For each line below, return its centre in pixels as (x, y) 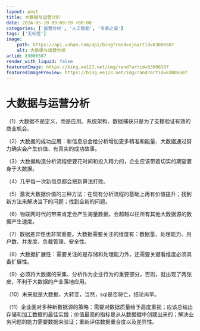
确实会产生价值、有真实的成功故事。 (55, 149)
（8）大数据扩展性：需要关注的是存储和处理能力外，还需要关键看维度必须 (96, 254)
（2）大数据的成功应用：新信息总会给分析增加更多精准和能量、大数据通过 (96, 141)
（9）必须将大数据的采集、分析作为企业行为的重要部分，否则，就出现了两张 (99, 275)
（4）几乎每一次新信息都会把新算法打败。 (57, 181)
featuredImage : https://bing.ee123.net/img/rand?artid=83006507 (87, 67)
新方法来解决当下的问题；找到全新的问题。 (58, 201)
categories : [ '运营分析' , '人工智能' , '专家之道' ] (65, 28)
